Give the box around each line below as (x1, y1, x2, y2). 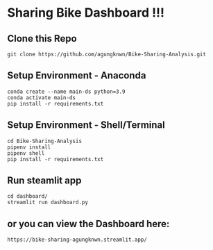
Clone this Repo (7, 33, 78, 44)
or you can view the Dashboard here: (7, 217, 170, 230)
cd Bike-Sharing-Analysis (7, 137, 82, 144)
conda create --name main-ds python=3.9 (7, 88, 126, 95)
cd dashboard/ (7, 193, 49, 200)
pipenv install (7, 144, 51, 151)
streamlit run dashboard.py (7, 199, 89, 206)
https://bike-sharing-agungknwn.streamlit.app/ (7, 236, 148, 244)
